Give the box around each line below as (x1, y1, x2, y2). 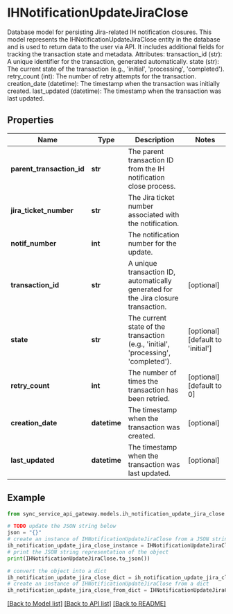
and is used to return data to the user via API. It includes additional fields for (7, 42, 224, 51)
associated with (128, 210, 180, 219)
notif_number (10, 238, 57, 248)
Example (7, 492, 46, 504)
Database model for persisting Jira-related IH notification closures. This (7, 28, 212, 36)
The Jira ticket (128, 192, 175, 202)
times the (128, 376, 159, 386)
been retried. (128, 393, 170, 403)
